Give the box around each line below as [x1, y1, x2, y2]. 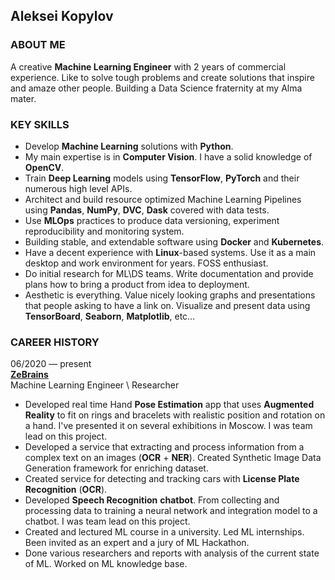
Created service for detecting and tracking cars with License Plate [24, 473, 300, 485]
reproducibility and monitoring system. [24, 225, 185, 237]
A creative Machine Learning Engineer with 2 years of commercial [10, 60, 287, 73]
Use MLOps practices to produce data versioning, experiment [24, 214, 280, 226]
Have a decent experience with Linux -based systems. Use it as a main [24, 246, 317, 258]
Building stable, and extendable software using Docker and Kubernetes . [24, 235, 325, 248]
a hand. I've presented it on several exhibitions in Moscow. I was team [24, 420, 313, 432]
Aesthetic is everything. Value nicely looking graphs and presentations [24, 289, 316, 301]
